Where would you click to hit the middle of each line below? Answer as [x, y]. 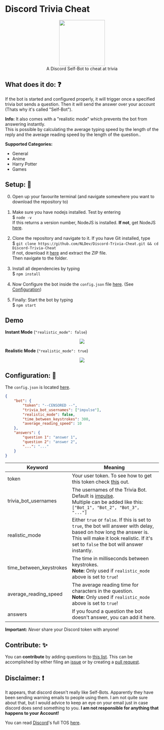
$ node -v [22, 217]
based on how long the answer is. [110, 532]
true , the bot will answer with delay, [113, 526]
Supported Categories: [29, 144]
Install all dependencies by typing [46, 268]
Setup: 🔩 [18, 185]
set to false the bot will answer [108, 545]
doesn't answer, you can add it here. [114, 618]
